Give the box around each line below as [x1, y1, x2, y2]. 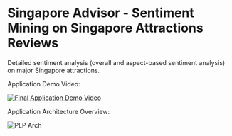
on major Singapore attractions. [7, 66, 100, 74]
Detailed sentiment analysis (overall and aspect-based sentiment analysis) [7, 58, 226, 67]
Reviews [7, 35, 59, 51]
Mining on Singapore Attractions [7, 20, 204, 36]
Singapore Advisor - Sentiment [7, 5, 194, 21]
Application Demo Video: [7, 79, 80, 88]
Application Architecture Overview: [7, 107, 110, 115]
